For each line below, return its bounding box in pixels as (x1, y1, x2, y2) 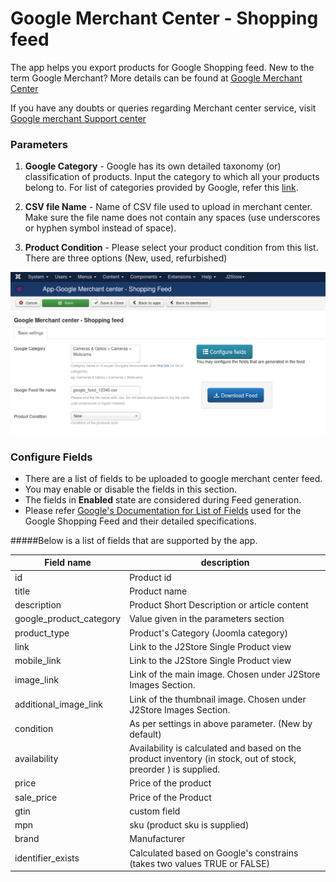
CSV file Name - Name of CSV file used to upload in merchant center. (24, 201, 313, 213)
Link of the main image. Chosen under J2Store (129, 668, 321, 681)
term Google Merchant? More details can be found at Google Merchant (10, 72, 303, 84)
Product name (129, 585, 188, 597)
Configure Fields (10, 450, 93, 464)
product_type (14, 627, 70, 639)
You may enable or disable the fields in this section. (24, 483, 238, 495)
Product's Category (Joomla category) (129, 627, 289, 639)
